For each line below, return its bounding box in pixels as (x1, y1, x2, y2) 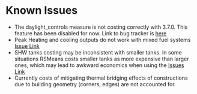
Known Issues (5, 4, 78, 17)
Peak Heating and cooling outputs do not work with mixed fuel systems (14, 36, 191, 43)
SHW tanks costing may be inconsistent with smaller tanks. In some (14, 48, 182, 56)
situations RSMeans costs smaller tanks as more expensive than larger (14, 55, 189, 62)
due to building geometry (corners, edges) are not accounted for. (14, 80, 176, 87)
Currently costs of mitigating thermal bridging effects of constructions (14, 74, 188, 81)
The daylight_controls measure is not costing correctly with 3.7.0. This (14, 23, 188, 31)
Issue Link (14, 43, 40, 50)
